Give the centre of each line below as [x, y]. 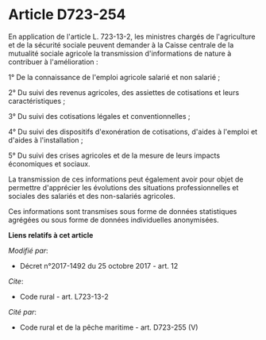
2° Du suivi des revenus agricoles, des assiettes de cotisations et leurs [124, 92]
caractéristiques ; [37, 101]
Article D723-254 [67, 15]
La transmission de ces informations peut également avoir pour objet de [126, 179]
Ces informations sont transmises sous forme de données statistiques [123, 211]
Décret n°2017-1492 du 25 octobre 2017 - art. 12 [99, 266]
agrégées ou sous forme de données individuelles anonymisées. [114, 220]
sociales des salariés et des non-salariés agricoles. [92, 196]
